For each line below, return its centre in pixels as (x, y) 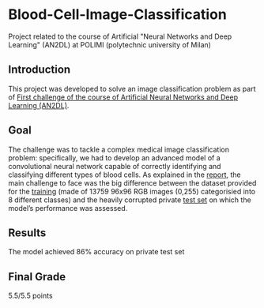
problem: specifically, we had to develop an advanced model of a (115, 158)
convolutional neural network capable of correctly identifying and (115, 166)
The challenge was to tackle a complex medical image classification (119, 149)
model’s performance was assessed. (68, 208)
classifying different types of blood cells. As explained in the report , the (124, 175)
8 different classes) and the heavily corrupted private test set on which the (130, 200)
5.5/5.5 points (30, 296)
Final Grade (37, 277)
